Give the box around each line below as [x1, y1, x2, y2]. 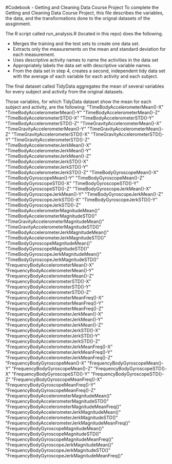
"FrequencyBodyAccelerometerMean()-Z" [5, 273, 94, 279]
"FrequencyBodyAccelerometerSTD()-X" [5, 278, 91, 284]
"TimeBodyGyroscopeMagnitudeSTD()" [5, 246, 89, 252]
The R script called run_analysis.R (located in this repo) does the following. [5, 31, 163, 36]
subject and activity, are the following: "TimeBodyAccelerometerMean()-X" [5, 104, 164, 110]
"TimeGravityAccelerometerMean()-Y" [5, 126, 86, 132]
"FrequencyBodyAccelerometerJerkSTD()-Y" [5, 333, 100, 339]
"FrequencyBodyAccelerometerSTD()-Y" [5, 284, 91, 290]
